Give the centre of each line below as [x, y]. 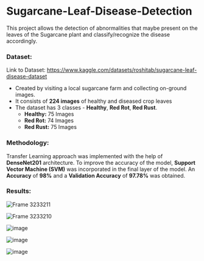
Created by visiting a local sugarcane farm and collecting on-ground [101, 88]
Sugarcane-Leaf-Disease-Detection [99, 11]
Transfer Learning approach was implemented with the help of [85, 156]
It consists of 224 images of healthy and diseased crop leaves [93, 101]
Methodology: [28, 143]
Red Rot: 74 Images [49, 120]
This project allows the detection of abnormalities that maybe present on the [102, 28]
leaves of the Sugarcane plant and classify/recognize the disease [88, 34]
